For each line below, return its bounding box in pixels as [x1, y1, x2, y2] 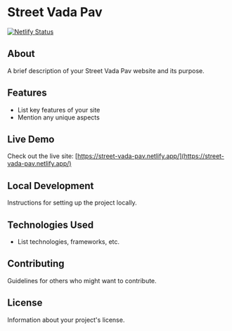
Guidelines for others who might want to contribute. [7, 276, 157, 285]
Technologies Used [7, 219, 94, 231]
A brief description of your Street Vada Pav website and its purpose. [7, 66, 205, 74]
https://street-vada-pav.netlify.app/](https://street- [77, 152, 225, 160]
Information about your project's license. [7, 316, 125, 324]
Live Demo [7, 133, 55, 145]
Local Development [7, 180, 94, 192]
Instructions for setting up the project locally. [7, 198, 137, 207]
